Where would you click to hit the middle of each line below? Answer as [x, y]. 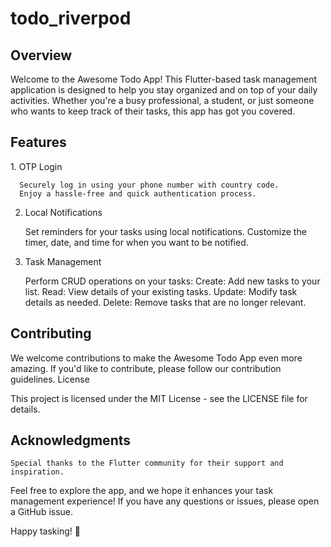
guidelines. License [50, 379]
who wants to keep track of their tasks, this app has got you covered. [153, 111]
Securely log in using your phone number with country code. [149, 185]
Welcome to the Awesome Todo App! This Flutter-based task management [164, 79]
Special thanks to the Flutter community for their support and [147, 463]
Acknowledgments [71, 440]
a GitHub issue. [42, 512]
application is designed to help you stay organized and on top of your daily [164, 90]
